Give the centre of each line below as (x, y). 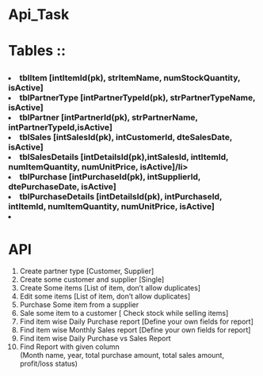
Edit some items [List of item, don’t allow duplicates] (105, 296)
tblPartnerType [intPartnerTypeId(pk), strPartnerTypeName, (137, 98)
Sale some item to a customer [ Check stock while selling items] (124, 313)
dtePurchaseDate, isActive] (62, 187)
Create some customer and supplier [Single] (92, 279)
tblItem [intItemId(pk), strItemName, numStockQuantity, (130, 78)
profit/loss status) (48, 364)
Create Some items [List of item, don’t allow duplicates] (110, 288)
